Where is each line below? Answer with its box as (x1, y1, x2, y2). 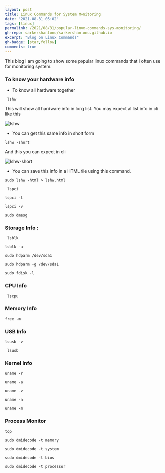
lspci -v (5, 204, 23, 209)
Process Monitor (5, 418, 46, 425)
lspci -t (5, 195, 23, 200)
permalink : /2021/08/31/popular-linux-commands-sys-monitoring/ (5, 26, 141, 31)
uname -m (5, 406, 23, 411)
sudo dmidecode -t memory (5, 438, 59, 443)
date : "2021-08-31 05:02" (5, 16, 59, 21)
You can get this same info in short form (12, 130, 94, 136)
